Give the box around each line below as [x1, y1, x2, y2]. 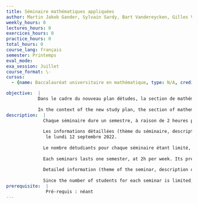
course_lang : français [6, 47, 62, 53]
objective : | [6, 91, 41, 96]
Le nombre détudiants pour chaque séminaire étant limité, [43, 145, 192, 151]
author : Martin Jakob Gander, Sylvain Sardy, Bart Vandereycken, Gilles [6, 14, 189, 20]
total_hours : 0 [6, 42, 44, 48]
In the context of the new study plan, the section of [37, 106, 176, 112]
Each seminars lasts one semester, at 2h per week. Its [43, 156, 183, 162]
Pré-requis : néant [45, 189, 94, 195]
